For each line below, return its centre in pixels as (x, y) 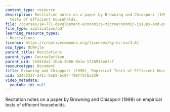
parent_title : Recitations (34, 52)
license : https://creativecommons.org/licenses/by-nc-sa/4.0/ (72, 43)
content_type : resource (30, 10)
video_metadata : (22, 80)
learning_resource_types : (32, 33)
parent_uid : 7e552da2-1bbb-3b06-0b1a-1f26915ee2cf (60, 62)
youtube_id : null (28, 85)
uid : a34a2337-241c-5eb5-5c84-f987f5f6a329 (52, 76)
